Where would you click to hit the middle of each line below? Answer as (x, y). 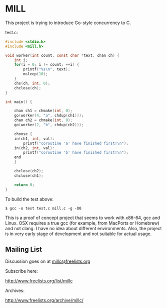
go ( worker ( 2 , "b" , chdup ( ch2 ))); (49, 125)
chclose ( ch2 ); (29, 171)
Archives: (15, 291)
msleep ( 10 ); (36, 74)
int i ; (21, 60)
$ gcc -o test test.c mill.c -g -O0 (43, 208)
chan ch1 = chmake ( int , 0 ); (43, 111)
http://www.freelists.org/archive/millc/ (44, 300)
